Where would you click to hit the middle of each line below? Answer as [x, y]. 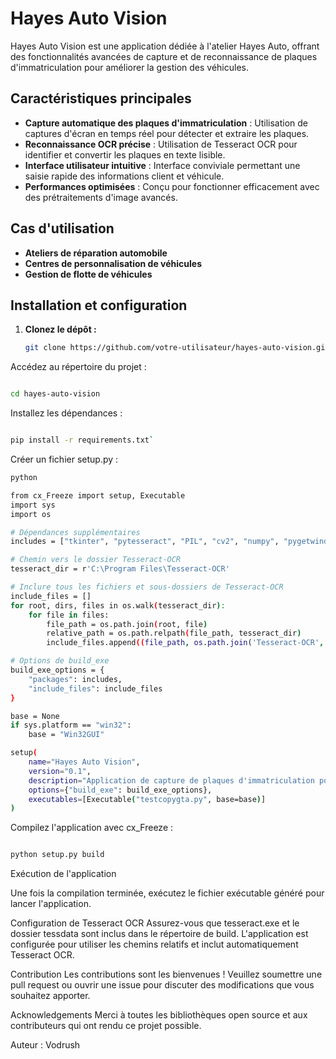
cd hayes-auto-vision [55, 394]
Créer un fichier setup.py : [64, 459]
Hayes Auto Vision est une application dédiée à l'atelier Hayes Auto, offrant [165, 46]
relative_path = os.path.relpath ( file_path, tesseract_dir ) [174, 633]
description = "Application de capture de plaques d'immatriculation [171, 780]
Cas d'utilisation [62, 228]
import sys [33, 505]
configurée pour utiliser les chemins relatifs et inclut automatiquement [154, 944]
